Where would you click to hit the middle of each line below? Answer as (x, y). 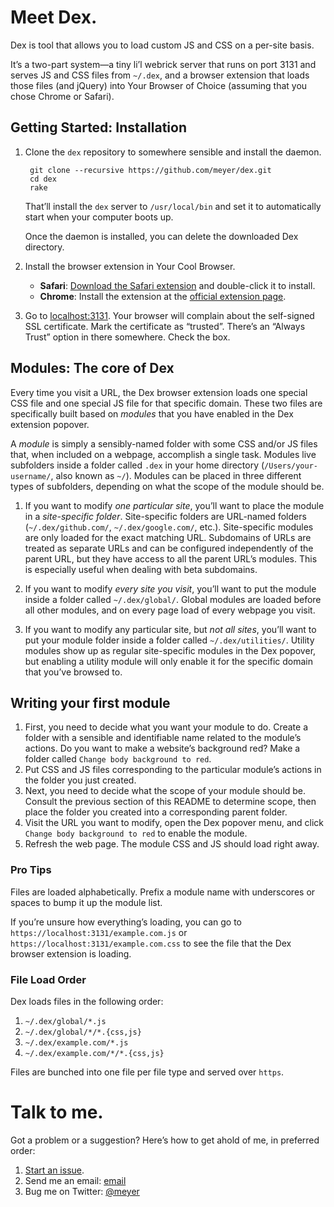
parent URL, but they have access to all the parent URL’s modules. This (171, 558)
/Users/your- (291, 466)
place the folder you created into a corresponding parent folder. (156, 812)
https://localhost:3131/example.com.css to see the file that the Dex (151, 943)
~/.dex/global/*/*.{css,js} (83, 1032)
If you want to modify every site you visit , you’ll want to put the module (170, 588)
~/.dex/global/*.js (65, 1021)
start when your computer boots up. (99, 217)
